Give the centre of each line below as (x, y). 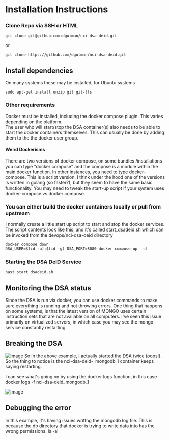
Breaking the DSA (34, 343)
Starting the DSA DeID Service (44, 262)
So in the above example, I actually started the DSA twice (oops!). (93, 356)
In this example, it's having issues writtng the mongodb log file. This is (79, 420)
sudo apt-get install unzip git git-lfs (49, 92)
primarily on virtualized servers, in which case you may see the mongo (79, 322)
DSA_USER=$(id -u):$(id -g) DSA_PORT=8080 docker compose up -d (76, 249)
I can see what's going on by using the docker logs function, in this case (81, 377)
